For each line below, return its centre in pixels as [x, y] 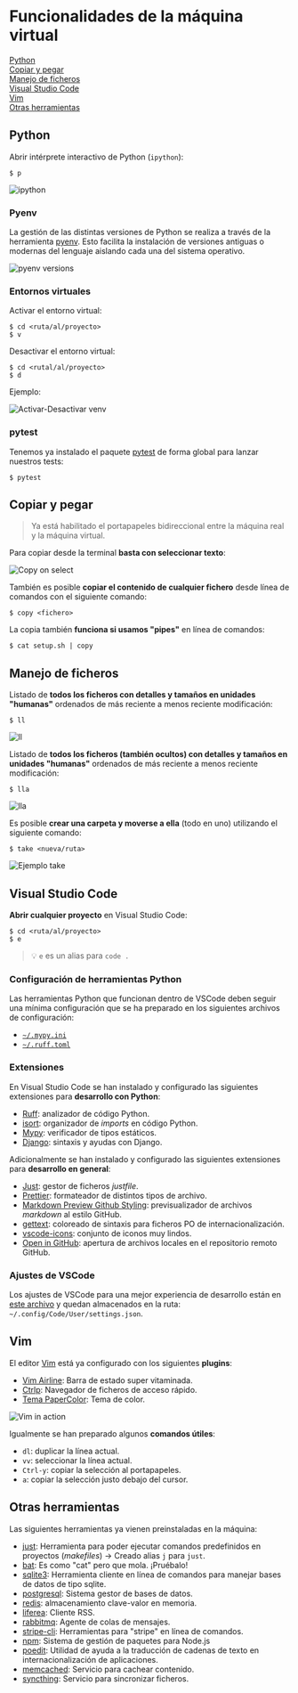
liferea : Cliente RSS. [58, 1612]
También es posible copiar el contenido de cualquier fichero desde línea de [149, 587]
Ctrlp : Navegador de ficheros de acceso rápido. [109, 1389]
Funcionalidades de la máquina [126, 16]
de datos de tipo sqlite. [64, 1583]
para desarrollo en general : [60, 1168]
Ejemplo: [25, 392]
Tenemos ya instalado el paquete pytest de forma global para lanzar [134, 452]
